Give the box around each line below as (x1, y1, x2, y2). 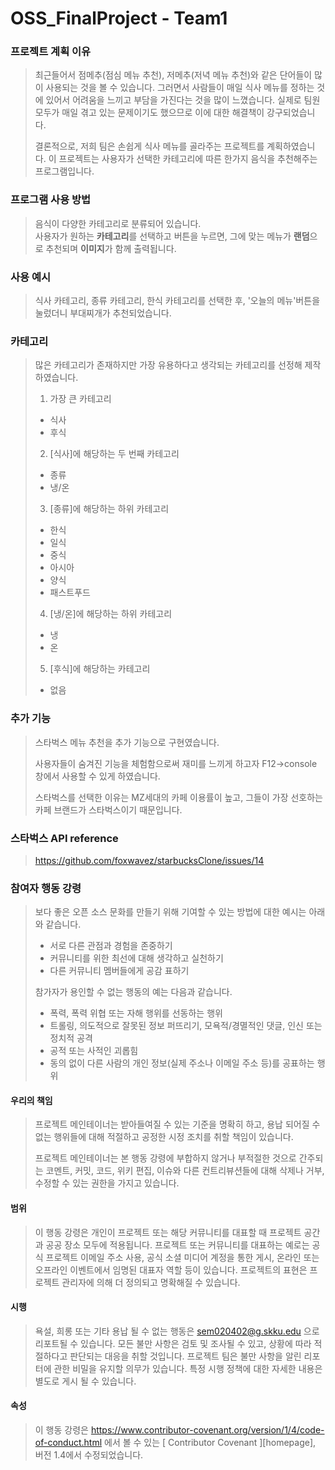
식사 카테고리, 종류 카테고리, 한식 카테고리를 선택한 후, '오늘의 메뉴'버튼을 (34, 295, 321, 307)
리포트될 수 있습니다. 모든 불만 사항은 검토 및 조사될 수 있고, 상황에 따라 (34, 1337, 312, 1349)
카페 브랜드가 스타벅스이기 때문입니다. (34, 803, 183, 816)
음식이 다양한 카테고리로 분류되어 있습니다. (34, 217, 202, 229)
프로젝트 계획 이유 (10, 45, 92, 59)
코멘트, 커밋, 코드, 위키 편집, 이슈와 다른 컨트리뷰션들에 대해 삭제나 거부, (45, 1165, 325, 1177)
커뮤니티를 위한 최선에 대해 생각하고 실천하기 (49, 952, 224, 964)
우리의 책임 (10, 1094, 53, 1106)
